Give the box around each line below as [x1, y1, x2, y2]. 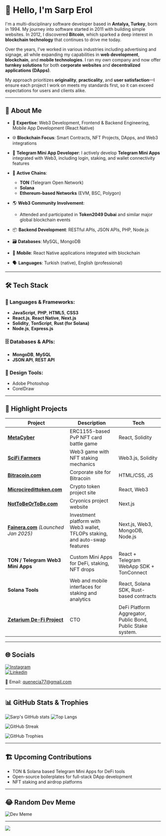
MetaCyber [7, 434, 35, 441]
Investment [70, 511, 96, 518]
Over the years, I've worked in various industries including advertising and [5, 46, 157, 52]
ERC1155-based [70, 427, 110, 434]
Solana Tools [7, 586, 39, 593]
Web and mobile [70, 577, 108, 584]
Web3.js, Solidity [118, 454, 158, 461]
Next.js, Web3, [118, 521, 153, 528]
